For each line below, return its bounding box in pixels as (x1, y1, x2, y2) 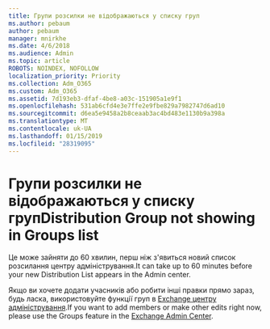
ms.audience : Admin (8, 49, 74, 57)
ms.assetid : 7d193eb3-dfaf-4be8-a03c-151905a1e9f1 (8, 95, 182, 103)
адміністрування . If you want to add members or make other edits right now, (8, 302, 262, 312)
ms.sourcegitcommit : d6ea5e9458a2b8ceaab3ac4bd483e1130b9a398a (8, 110, 226, 118)
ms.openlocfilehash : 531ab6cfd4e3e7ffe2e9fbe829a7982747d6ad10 (8, 102, 226, 110)
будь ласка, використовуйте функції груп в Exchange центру (8, 294, 217, 304)
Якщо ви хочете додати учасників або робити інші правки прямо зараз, (8, 285, 255, 295)
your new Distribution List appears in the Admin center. (8, 270, 191, 280)
